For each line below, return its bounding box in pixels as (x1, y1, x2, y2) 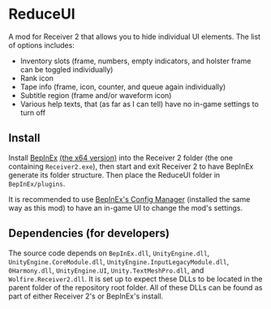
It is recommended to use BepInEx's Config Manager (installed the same (8, 194, 251, 204)
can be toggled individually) (19, 64, 114, 74)
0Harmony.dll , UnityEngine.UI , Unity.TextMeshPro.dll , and (8, 265, 204, 275)
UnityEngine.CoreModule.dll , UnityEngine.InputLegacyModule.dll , (8, 256, 230, 266)
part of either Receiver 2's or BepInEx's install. (8, 291, 164, 301)
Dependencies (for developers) (8, 226, 170, 240)
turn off (19, 107, 46, 118)
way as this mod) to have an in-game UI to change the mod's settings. (8, 203, 243, 212)
